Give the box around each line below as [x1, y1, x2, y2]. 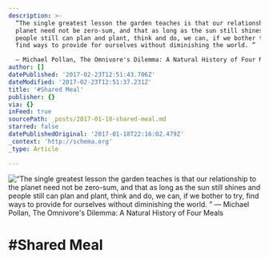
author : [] [8, 63, 45, 72]
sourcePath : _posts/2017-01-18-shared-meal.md [8, 115, 167, 124]
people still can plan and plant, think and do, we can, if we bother [15, 34, 256, 42]
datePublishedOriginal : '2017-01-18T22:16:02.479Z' [8, 130, 184, 138]
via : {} [8, 101, 34, 109]
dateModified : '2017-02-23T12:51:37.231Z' [8, 77, 152, 86]
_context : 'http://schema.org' [8, 137, 113, 145]
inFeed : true [8, 108, 52, 116]
